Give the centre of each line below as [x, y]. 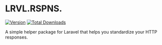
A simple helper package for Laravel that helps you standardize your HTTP [81, 32]
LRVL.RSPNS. [34, 9]
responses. [17, 37]
